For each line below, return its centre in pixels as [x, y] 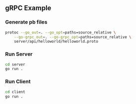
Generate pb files [26, 22]
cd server [15, 64]
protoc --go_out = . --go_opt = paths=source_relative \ [61, 32]
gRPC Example [28, 8]
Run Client [18, 82]
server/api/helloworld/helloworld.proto [56, 41]
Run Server [19, 54]
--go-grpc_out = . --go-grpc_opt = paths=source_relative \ [73, 37]
